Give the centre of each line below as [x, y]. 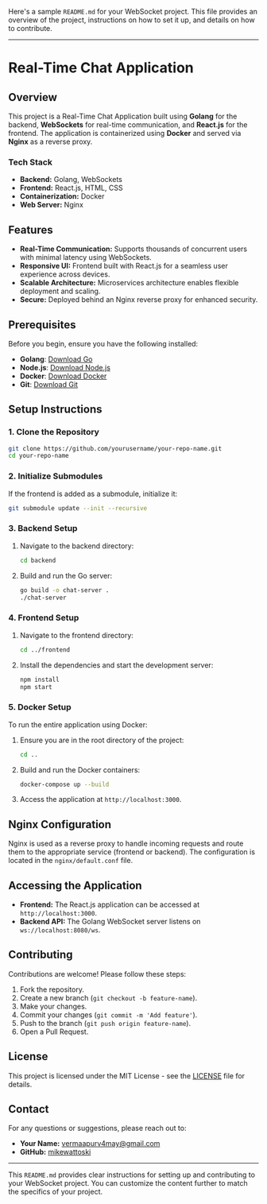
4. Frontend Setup [44, 617]
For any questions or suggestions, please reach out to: [97, 1129]
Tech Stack [31, 162]
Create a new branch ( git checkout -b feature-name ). [108, 997]
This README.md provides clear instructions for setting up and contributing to [132, 1175]
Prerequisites [42, 325]
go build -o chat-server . [64, 590]
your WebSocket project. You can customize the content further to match [128, 1183]
